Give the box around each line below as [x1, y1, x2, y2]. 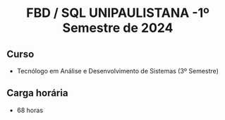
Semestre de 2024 [62, 20, 174, 36]
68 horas [16, 106, 44, 114]
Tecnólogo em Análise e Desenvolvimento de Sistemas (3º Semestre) [16, 67, 219, 75]
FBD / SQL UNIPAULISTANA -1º [26, 5, 209, 21]
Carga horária [6, 87, 68, 100]
